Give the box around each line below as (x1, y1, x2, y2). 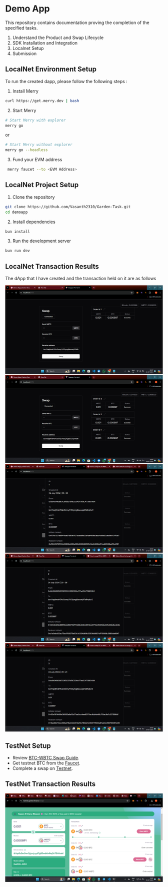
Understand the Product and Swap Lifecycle (12, 35, 104, 41)
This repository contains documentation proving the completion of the (5, 20, 149, 26)
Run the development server (12, 238, 71, 244)
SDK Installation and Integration (12, 40, 78, 46)
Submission (12, 51, 37, 57)
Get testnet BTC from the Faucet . (12, 760, 81, 766)
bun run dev (5, 248, 30, 253)
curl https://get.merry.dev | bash (5, 98, 79, 103)
